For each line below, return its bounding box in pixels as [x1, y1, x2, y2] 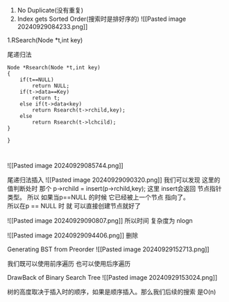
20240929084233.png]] [17, 23, 88, 31]
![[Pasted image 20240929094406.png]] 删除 [7, 231, 139, 240]
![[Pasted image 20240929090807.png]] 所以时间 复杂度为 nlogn [7, 217, 193, 224]
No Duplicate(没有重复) [17, 6, 84, 14]
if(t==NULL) [19, 76, 54, 83]
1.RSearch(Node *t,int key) [7, 36, 83, 44]
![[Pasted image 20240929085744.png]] [7, 162, 124, 169]
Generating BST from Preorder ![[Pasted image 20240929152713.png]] [7, 245, 210, 253]
